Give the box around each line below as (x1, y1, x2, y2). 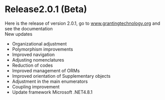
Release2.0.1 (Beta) (5, 4, 87, 15)
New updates (5, 31, 33, 37)
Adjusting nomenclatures (12, 57, 64, 63)
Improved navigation (12, 52, 55, 58)
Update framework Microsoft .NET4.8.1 (12, 89, 93, 95)
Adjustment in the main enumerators (12, 78, 88, 84)
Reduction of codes (12, 62, 53, 68)
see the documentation (5, 25, 53, 31)
